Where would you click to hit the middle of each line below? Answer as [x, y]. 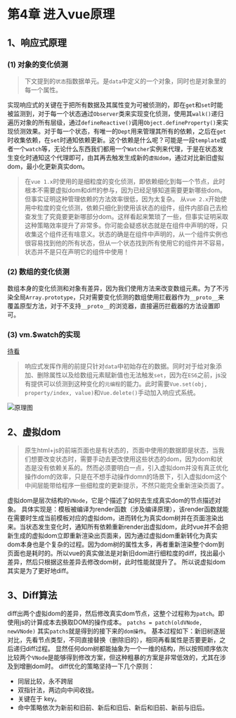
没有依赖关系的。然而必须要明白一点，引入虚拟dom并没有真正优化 [133, 468]
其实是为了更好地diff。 [40, 571]
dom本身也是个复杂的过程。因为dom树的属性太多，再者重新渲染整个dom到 [116, 544]
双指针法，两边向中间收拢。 [58, 690]
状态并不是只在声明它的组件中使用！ [77, 251]
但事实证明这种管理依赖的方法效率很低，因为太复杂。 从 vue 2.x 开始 [123, 199]
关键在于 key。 [39, 699]
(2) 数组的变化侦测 [39, 272]
